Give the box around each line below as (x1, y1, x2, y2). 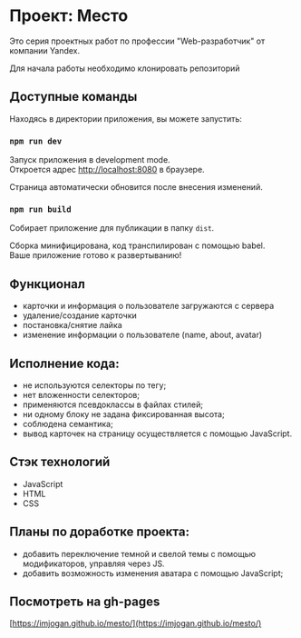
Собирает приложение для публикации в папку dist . (9, 223, 215, 234)
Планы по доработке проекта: (9, 524, 190, 540)
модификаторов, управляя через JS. (22, 558, 165, 569)
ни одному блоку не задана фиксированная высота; (22, 408, 225, 419)
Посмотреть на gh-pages (9, 593, 160, 609)
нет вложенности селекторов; (22, 389, 141, 400)
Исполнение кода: (9, 355, 120, 371)
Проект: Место (9, 5, 129, 26)
